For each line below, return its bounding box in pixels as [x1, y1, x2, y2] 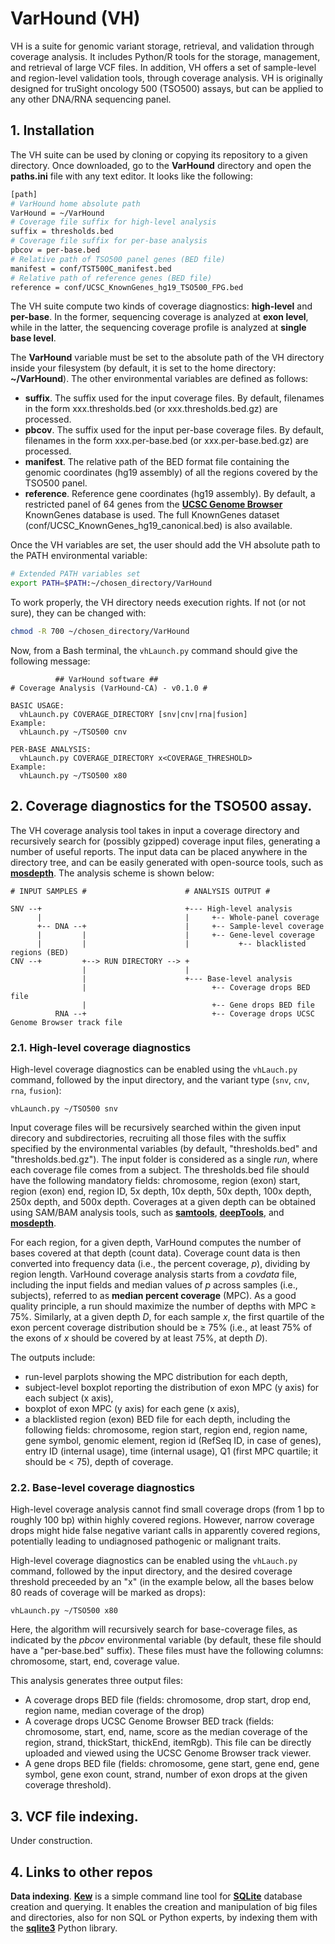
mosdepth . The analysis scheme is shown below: [10, 867, 215, 879]
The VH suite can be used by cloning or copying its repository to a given [10, 148, 308, 161]
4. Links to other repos [10, 1863, 153, 1881]
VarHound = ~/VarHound [10, 208, 105, 218]
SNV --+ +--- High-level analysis [10, 903, 293, 914]
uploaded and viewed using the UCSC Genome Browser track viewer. [24, 1747, 312, 1759]
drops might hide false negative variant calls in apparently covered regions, [10, 1525, 321, 1537]
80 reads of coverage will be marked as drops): [10, 1587, 206, 1599]
